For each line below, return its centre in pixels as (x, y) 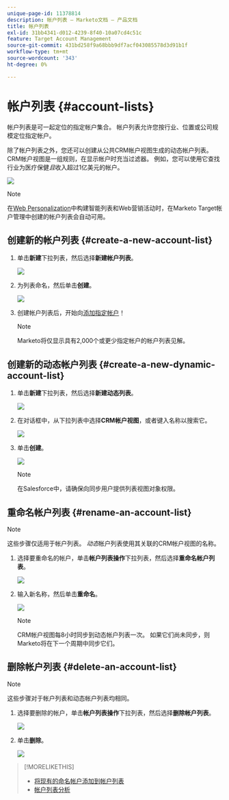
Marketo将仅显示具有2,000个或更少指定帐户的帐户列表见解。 (103, 341)
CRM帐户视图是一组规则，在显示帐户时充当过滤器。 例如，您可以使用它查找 (113, 158)
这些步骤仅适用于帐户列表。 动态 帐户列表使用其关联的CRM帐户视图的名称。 (113, 543)
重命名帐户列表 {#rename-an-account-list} (99, 512)
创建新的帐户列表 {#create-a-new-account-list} (110, 240)
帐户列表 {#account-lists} (81, 106)
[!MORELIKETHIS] (49, 766)
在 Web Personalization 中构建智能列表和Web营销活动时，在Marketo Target (112, 208)
